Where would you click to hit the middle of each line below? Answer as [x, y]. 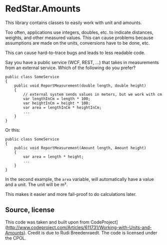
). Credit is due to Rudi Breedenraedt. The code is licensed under [90, 232]
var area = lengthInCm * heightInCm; [62, 107]
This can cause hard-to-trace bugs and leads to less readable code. [75, 53]
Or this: [13, 130]
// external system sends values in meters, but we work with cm [93, 94]
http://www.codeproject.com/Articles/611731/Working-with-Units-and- [79, 227]
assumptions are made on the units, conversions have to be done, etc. [77, 43]
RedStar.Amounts [43, 9]
